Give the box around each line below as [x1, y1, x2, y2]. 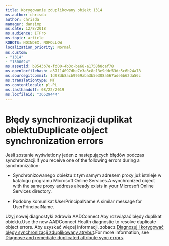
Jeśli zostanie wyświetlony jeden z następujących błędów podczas [5, 152, 145, 158]
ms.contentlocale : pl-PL [5, 82, 58, 87]
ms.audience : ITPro [5, 31, 46, 36]
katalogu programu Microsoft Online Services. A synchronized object [12, 178, 155, 184]
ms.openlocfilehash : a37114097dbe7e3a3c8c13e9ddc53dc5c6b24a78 [5, 69, 141, 74]
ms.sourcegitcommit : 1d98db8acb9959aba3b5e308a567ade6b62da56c [5, 73, 141, 78]
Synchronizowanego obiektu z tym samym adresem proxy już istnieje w [12, 172, 162, 178]
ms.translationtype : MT [5, 78, 55, 83]
